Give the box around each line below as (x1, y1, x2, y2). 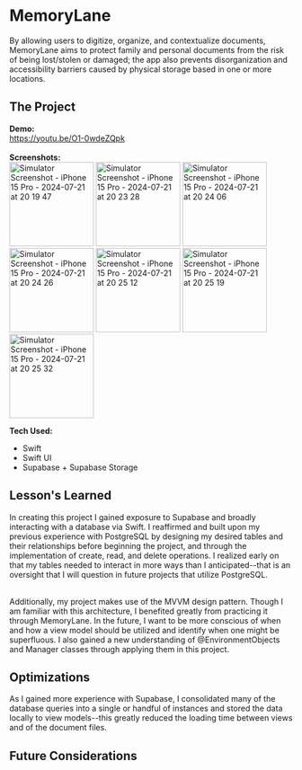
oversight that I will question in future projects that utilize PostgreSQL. (9, 569, 268, 580)
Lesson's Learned (9, 488, 112, 503)
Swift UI (22, 452, 52, 463)
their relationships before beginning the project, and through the (9, 540, 247, 551)
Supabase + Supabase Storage (22, 462, 138, 473)
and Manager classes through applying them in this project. (9, 643, 230, 654)
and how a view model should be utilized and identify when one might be (9, 624, 280, 635)
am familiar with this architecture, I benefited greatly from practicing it (9, 606, 268, 616)
